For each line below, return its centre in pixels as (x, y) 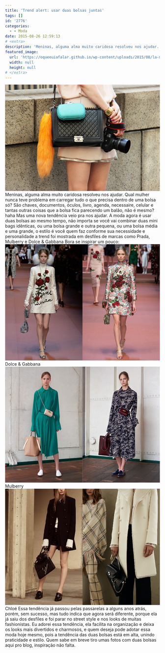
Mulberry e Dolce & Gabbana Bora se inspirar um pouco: (62, 242)
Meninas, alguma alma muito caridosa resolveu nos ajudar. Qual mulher (77, 194)
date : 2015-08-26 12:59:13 (33, 36)
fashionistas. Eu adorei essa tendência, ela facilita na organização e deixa (80, 624)
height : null (23, 67)
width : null (22, 62)
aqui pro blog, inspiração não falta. (40, 645)
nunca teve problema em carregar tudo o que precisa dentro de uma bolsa (81, 200)
